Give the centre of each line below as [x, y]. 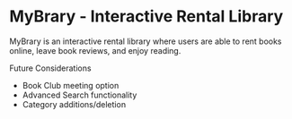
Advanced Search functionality [80, 95]
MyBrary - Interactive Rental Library [146, 17]
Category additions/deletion [74, 104]
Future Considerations [50, 68]
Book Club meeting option [71, 85]
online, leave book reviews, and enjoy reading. [95, 50]
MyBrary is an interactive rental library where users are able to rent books [146, 41]
